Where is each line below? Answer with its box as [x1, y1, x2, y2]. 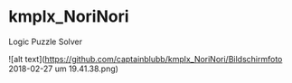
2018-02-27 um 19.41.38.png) [8, 63, 119, 74]
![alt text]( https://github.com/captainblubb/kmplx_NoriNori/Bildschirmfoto [8, 53, 283, 64]
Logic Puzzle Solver [8, 36, 83, 47]
